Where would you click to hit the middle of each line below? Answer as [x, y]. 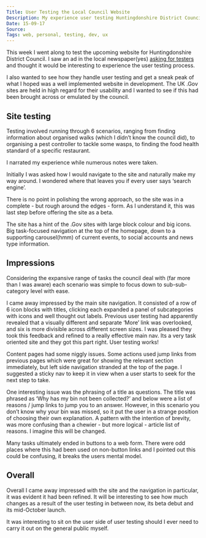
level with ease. [50, 291]
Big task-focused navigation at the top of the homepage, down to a [91, 230]
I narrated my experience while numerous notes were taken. [82, 162]
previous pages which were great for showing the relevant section [90, 361]
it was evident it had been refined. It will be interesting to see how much [97, 497]
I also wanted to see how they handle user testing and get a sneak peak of [100, 77]
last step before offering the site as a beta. [60, 212]
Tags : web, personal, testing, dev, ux [57, 35]
